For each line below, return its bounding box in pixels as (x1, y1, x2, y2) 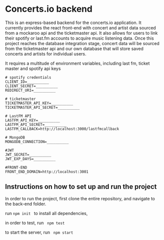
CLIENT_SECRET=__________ (5, 83, 58, 89)
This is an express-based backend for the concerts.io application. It (5, 20, 141, 25)
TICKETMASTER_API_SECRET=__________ (5, 105, 80, 110)
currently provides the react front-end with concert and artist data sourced (5, 24, 156, 30)
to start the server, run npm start (5, 229, 73, 235)
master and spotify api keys (5, 65, 61, 72)
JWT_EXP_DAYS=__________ (5, 156, 56, 161)
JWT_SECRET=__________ (5, 152, 51, 157)
